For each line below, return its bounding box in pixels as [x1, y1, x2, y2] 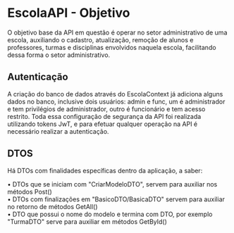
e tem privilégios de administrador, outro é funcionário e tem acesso [7, 104, 206, 113]
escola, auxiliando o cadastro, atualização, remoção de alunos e [7, 35, 194, 44]
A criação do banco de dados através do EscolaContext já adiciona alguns [7, 89, 223, 98]
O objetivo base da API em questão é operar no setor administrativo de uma [7, 28, 228, 37]
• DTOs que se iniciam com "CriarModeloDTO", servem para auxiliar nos [7, 180, 218, 188]
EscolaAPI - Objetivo [7, 5, 130, 21]
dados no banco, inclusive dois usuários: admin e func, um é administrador [7, 97, 226, 106]
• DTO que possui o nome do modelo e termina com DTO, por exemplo [7, 210, 213, 218]
